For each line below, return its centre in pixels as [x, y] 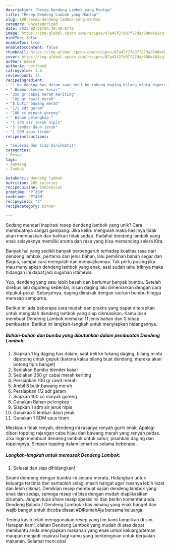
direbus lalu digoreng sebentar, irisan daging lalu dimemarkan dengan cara [83, 287]
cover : [13, 57]
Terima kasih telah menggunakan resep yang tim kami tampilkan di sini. [80, 519]
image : [13, 33]
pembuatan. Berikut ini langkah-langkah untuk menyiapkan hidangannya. [82, 324]
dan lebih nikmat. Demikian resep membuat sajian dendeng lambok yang [81, 488]
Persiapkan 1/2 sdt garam [39, 391]
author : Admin [21, 62]
